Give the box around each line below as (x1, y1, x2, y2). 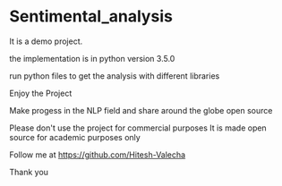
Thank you (9, 166, 49, 177)
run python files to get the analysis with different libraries (9, 70, 220, 81)
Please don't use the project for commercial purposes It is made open (9, 123, 267, 133)
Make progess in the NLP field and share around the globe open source (9, 105, 273, 115)
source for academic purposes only (9, 131, 141, 142)
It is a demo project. (9, 36, 83, 46)
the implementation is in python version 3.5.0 (9, 53, 175, 63)
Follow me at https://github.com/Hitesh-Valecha (9, 149, 186, 160)
